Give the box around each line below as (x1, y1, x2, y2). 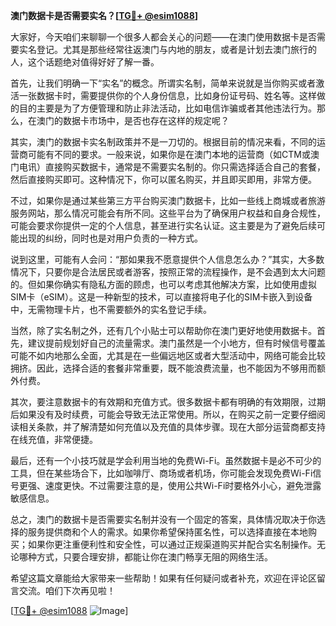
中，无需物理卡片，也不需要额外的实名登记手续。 (10, 304, 212, 315)
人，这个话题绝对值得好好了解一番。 (10, 56, 160, 68)
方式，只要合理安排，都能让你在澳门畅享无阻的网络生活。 (36, 551, 273, 563)
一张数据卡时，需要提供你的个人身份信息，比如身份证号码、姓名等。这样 (18, 90, 317, 101)
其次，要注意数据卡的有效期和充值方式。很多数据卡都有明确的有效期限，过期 (10, 396, 326, 408)
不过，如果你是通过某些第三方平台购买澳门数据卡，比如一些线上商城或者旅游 (10, 195, 326, 206)
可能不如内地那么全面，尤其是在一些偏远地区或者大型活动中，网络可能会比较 (10, 350, 326, 361)
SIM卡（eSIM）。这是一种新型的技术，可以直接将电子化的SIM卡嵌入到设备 (10, 291, 313, 303)
